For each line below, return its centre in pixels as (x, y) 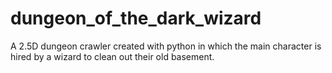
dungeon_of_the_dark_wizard (136, 18)
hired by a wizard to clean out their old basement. (112, 56)
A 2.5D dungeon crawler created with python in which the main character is (166, 46)
